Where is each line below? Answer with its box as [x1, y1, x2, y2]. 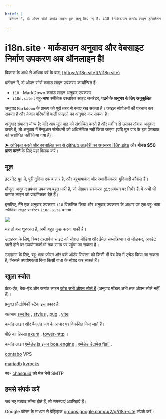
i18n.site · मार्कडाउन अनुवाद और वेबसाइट [5, 42, 144, 53]
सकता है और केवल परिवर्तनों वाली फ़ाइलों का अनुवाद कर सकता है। [5, 111, 110, 117]
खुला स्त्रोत [5, 272, 30, 281]
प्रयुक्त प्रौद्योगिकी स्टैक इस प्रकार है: [5, 301, 60, 307]
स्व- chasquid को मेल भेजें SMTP [5, 370, 64, 377]
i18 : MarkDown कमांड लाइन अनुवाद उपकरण [12, 90, 91, 96]
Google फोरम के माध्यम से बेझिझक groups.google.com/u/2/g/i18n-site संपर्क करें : [5, 408, 154, 414]
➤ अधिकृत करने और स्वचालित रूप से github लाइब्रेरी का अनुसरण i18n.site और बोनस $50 [5, 142, 156, 148]
